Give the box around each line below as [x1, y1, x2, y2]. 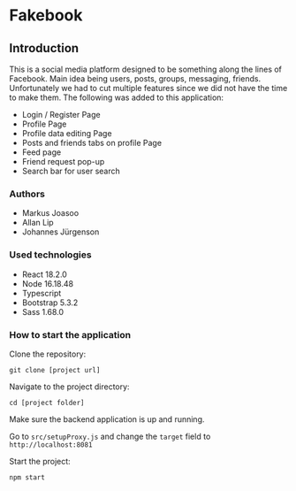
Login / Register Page [21, 110, 101, 119]
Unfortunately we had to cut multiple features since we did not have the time [9, 83, 288, 93]
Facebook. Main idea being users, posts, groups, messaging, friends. [9, 73, 262, 84]
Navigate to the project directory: [9, 381, 130, 392]
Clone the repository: [9, 349, 87, 359]
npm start [9, 472, 46, 482]
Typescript [21, 288, 62, 298]
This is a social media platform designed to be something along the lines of [9, 64, 283, 74]
